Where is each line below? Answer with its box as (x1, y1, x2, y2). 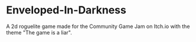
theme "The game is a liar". (6, 29, 72, 36)
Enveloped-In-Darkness (6, 3, 127, 17)
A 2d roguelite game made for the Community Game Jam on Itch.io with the (6, 23, 190, 30)
